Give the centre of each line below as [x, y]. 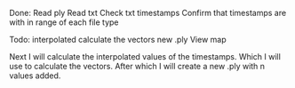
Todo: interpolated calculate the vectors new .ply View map [118, 40]
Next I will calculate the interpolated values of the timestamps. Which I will [145, 56]
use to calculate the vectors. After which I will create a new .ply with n [137, 66]
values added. [35, 76]
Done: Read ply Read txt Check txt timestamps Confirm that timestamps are [148, 13]
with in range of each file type [64, 22]
